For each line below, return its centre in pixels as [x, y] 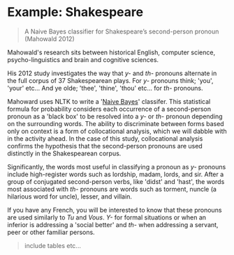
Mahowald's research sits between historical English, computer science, [111, 52]
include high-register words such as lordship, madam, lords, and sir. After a [116, 174]
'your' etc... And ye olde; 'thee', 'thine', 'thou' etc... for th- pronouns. [105, 88]
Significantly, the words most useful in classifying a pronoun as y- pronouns [117, 167]
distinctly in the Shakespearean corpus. [64, 153]
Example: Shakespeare [75, 12]
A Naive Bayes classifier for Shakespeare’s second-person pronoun [122, 31]
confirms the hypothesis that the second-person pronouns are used [105, 146]
